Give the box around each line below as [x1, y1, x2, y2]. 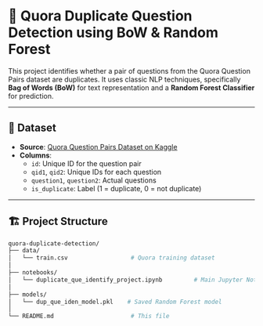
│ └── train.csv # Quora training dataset [8, 254, 215, 262]
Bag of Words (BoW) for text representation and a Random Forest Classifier [8, 82, 255, 92]
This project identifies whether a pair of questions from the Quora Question [8, 66, 250, 75]
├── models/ [8, 290, 47, 299]
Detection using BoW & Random [8, 24, 219, 42]
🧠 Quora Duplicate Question [8, 7, 193, 25]
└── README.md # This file [8, 313, 170, 321]
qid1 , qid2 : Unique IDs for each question [31, 167, 162, 176]
